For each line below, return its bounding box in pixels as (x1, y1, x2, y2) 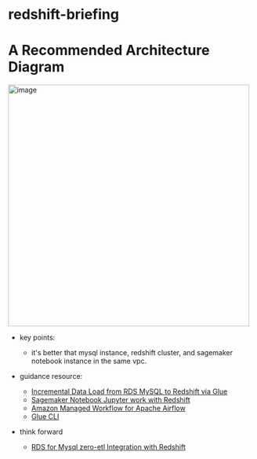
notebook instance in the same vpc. (31, 356, 147, 366)
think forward (19, 427, 63, 437)
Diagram (8, 58, 65, 76)
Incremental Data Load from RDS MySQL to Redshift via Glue (31, 387, 228, 396)
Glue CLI (31, 412, 60, 421)
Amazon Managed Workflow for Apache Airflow (31, 403, 186, 413)
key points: (19, 332, 56, 343)
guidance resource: (19, 372, 83, 381)
